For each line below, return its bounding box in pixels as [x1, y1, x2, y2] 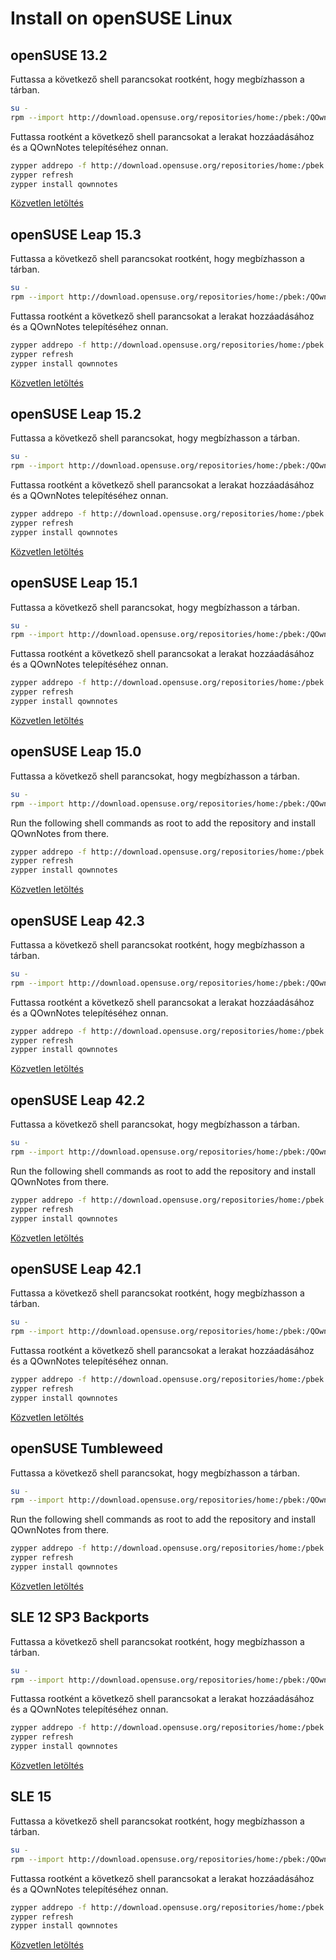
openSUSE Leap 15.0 [10, 743, 142, 761]
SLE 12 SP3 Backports [10, 1609, 150, 1626]
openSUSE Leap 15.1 [10, 575, 138, 592]
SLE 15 [10, 1788, 52, 1806]
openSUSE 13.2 [10, 47, 108, 64]
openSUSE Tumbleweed [10, 1440, 163, 1457]
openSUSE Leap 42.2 [10, 1092, 145, 1109]
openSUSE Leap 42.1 [10, 1260, 142, 1277]
